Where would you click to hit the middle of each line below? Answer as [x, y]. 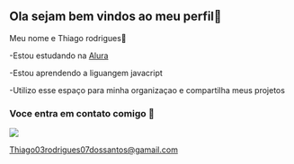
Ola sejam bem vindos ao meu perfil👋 [116, 17]
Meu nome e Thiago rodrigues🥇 [68, 38]
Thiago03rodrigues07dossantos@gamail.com [94, 150]
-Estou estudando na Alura [59, 56]
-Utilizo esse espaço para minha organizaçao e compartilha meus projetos [147, 90]
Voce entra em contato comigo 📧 [82, 113]
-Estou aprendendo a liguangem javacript [86, 73]
